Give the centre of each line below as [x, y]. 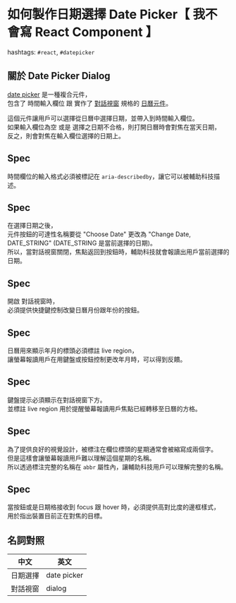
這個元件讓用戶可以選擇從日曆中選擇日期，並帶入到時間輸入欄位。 [103, 118]
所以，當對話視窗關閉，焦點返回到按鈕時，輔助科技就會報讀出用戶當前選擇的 [118, 252]
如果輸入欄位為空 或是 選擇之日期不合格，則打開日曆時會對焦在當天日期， [114, 127]
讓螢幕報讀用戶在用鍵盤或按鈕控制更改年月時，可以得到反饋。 [97, 359]
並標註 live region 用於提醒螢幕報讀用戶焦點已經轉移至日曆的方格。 [105, 408]
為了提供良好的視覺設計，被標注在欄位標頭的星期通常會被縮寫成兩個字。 [112, 449]
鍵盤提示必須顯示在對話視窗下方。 [57, 400]
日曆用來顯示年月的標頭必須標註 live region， [73, 351]
